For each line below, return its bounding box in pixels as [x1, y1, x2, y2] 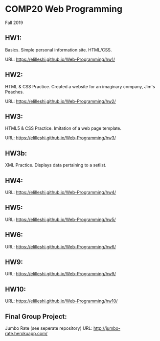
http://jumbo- [93, 325, 121, 331]
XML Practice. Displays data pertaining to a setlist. [5, 162, 107, 168]
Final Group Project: [5, 312, 67, 320]
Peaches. [5, 89, 24, 95]
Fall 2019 [5, 20, 23, 25]
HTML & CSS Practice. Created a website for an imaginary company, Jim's [5, 83, 155, 89]
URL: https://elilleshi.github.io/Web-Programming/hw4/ [5, 190, 116, 195]
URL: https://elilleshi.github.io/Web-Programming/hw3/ [5, 135, 116, 141]
